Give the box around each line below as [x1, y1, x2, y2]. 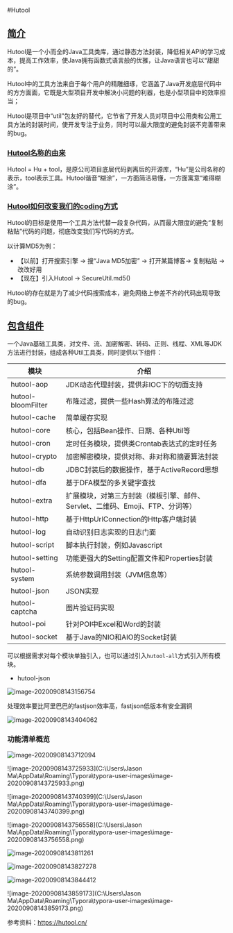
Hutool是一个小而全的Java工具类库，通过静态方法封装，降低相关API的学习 [7, 47, 220, 56]
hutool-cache [10, 412, 56, 422]
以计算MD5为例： [7, 242, 58, 251]
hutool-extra [10, 496, 53, 505]
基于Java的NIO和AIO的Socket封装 [65, 632, 177, 642]
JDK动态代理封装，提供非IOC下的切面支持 [65, 380, 203, 389]
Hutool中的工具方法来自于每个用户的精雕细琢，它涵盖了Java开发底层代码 [7, 79, 216, 87]
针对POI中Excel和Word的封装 [65, 619, 162, 629]
